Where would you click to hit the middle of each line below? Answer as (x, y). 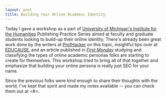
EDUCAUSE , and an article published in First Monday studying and (73, 50)
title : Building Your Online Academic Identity (55, 14)
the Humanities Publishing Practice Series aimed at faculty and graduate (79, 34)
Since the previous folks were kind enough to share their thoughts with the (82, 81)
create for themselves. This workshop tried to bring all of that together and (82, 60)
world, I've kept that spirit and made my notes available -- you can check (80, 86)
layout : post (19, 10)
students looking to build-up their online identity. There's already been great (83, 39)
